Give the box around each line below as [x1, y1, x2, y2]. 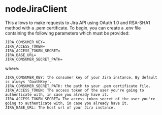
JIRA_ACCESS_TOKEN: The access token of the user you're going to [5, 87, 144, 93]
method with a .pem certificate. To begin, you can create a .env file [5, 25, 141, 30]
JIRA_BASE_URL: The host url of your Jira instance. [5, 105, 116, 110]
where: [5, 65, 20, 71]
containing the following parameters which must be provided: [5, 30, 130, 36]
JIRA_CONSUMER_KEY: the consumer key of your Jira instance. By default [5, 75, 158, 80]
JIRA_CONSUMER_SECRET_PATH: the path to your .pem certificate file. [5, 84, 151, 88]
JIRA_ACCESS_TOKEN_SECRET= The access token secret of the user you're [5, 96, 155, 101]
